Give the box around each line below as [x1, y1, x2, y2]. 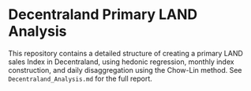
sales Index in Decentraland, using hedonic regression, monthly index [8, 57, 234, 66]
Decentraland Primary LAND [8, 6, 198, 24]
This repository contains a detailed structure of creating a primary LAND [8, 48, 243, 58]
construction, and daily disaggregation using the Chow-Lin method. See [8, 65, 242, 74]
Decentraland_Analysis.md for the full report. [8, 74, 152, 83]
